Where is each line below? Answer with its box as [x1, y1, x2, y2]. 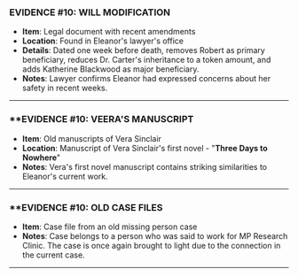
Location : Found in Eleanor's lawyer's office [21, 35, 184, 46]
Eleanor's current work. [21, 171, 108, 181]
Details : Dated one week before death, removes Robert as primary [21, 45, 266, 56]
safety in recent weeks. [21, 82, 108, 94]
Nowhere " [21, 152, 61, 163]
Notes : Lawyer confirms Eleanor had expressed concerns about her [21, 73, 271, 84]
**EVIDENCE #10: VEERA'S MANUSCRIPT [9, 113, 194, 126]
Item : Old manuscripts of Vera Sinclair [21, 133, 162, 143]
